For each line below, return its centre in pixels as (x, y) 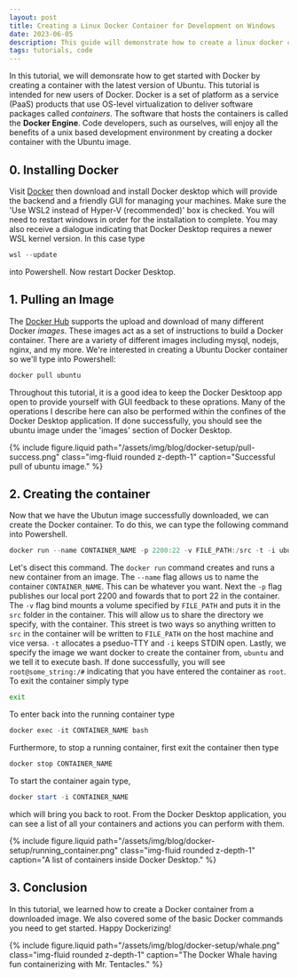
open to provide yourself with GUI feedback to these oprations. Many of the (147, 402)
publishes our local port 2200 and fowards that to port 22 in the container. (145, 596)
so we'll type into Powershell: (63, 359)
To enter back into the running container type (92, 714)
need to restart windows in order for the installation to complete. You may (143, 220)
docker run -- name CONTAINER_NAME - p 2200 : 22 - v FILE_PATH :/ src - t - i (142, 551)
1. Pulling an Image (62, 300)
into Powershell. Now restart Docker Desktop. (92, 271)
